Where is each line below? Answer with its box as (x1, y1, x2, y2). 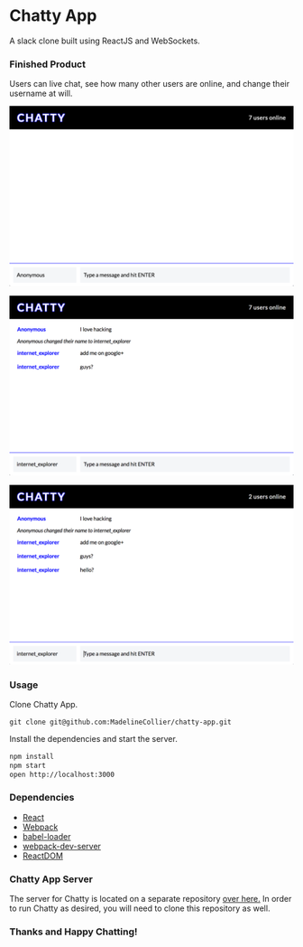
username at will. (9, 88, 73, 99)
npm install (9, 752, 54, 762)
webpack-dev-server (22, 840, 102, 851)
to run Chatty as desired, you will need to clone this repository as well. (9, 903, 271, 914)
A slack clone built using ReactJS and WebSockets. (9, 35, 200, 46)
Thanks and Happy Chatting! (9, 925, 138, 938)
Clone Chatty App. (9, 699, 78, 710)
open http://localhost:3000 (9, 770, 115, 780)
